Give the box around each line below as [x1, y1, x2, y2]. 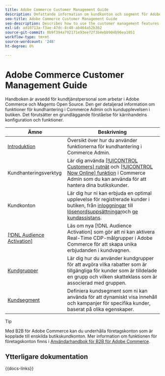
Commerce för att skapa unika [67, 240, 137, 247]
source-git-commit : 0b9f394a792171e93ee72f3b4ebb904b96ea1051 [5, 30, 135, 35]
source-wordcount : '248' [5, 39, 56, 44]
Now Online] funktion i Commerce [67, 169, 146, 176]
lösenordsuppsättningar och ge [67, 208, 138, 215]
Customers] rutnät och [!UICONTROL [67, 163, 153, 170]
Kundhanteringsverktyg [7, 169, 62, 176]
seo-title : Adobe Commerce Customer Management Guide [5, 16, 118, 21]
